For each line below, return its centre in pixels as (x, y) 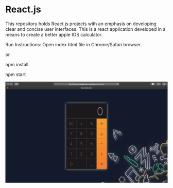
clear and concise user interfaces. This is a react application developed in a (85, 29)
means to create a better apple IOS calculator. (54, 34)
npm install (17, 64)
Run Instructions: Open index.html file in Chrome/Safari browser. (74, 44)
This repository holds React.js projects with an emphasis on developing (81, 24)
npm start (16, 74)
